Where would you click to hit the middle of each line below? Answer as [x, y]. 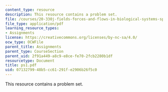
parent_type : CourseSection [34, 51]
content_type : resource [30, 10]
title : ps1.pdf [21, 65]
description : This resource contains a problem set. [61, 14]
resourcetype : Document [30, 61]
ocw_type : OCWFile [24, 42]
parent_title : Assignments [33, 47]
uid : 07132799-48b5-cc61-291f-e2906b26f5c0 [51, 70]
